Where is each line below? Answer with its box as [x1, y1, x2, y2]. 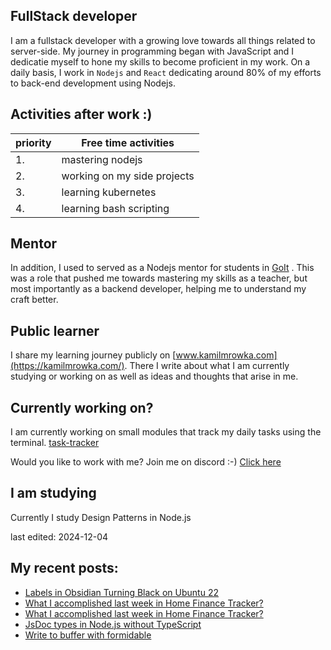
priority [15, 135, 52, 149]
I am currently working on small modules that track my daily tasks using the [10, 426, 322, 438]
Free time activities [81, 135, 175, 149]
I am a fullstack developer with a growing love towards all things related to [10, 34, 316, 46]
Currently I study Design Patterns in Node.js [10, 511, 192, 523]
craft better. [10, 294, 59, 306]
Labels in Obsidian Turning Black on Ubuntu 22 [24, 586, 219, 598]
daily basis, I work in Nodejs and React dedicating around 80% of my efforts [10, 66, 322, 78]
